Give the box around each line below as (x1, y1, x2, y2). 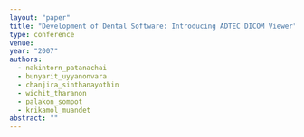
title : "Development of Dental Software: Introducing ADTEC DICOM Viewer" (9, 22, 298, 31)
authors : (9, 55, 43, 64)
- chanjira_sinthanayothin (17, 80, 119, 89)
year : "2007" (9, 47, 59, 56)
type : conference (9, 30, 75, 39)
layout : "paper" (9, 13, 71, 23)
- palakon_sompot (17, 96, 83, 106)
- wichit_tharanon (17, 88, 88, 97)
